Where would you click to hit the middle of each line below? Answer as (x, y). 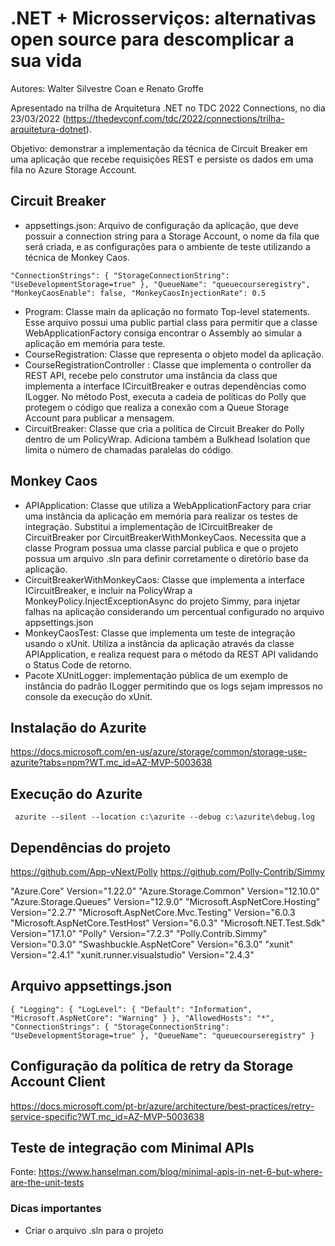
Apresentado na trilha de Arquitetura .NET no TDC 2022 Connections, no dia (168, 108)
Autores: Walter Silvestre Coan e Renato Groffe (107, 88)
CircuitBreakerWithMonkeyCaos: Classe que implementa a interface (164, 579)
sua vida (46, 61)
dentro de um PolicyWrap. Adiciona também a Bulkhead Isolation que (167, 439)
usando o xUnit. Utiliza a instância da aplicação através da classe (159, 643)
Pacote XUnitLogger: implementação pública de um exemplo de (156, 675)
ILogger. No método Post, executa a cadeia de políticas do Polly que (165, 396)
